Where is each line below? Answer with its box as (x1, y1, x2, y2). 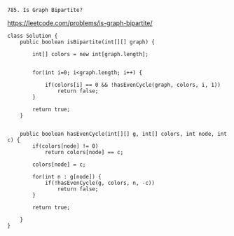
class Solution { (7, 32, 58, 39)
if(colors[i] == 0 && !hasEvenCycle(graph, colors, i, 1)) (44, 81, 221, 88)
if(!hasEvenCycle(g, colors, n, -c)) (44, 179, 156, 186)
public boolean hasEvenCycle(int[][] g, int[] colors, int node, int (20, 130, 228, 137)
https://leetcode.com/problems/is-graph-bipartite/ (7, 19, 153, 27)
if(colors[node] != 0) (32, 143, 99, 150)
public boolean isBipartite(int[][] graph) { (20, 39, 156, 46)
